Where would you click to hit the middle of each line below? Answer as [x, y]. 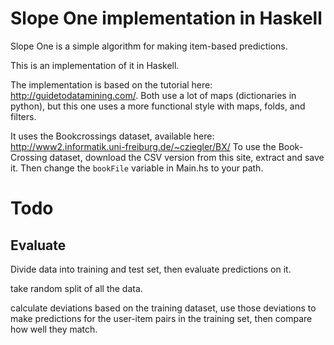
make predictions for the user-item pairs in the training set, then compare [161, 318]
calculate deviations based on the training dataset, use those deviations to [163, 308]
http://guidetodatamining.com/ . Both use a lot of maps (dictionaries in [153, 95]
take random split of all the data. [76, 288]
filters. [23, 116]
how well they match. [54, 329]
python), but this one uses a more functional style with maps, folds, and [158, 106]
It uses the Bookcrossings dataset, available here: [112, 136]
